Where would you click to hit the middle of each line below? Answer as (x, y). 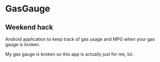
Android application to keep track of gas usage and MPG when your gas (80, 39)
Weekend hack (29, 27)
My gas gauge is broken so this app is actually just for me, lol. (69, 54)
